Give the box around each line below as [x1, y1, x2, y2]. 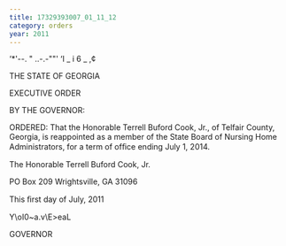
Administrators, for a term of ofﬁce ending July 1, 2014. [9, 142, 211, 152]
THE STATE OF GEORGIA [9, 71, 100, 81]
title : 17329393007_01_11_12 [9, 12, 117, 22]
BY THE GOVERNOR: [9, 105, 86, 116]
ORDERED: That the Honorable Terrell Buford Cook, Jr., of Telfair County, [9, 122, 275, 133]
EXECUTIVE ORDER [9, 88, 81, 98]
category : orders [9, 21, 73, 30]
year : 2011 [9, 29, 50, 38]
